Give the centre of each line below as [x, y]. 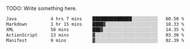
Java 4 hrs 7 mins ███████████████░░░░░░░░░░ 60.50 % [95, 19]
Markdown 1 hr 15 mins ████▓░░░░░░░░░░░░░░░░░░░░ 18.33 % [95, 24]
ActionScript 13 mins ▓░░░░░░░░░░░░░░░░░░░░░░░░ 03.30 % [95, 35]
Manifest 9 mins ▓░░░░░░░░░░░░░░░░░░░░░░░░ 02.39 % [95, 40]
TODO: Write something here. [42, 8]
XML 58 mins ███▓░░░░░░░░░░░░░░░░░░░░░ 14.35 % [95, 29]
